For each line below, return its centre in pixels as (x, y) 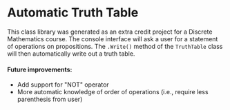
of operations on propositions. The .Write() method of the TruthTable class (115, 46)
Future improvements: (40, 69)
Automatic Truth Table (73, 13)
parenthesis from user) (50, 99)
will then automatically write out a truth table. (71, 54)
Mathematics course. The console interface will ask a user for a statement (113, 38)
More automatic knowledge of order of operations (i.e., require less (113, 92)
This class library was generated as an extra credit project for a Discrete (110, 32)
